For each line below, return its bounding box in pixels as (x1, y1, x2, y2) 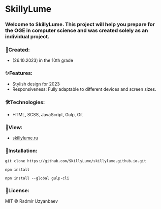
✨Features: (5, 70, 33, 77)
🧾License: (5, 187, 30, 194)
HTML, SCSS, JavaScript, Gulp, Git (12, 112, 83, 117)
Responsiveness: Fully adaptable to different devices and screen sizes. (12, 86, 157, 92)
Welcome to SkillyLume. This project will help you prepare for (5, 21, 155, 28)
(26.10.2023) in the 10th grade (12, 57, 73, 63)
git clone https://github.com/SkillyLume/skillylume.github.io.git (5, 158, 147, 163)
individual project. (5, 33, 50, 40)
